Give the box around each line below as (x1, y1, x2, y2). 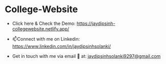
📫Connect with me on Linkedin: (12, 36, 80, 42)
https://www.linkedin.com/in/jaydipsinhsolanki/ (12, 43, 111, 49)
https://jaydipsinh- (77, 20, 115, 26)
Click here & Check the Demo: (12, 20, 76, 26)
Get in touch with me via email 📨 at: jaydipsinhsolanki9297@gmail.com (12, 53, 161, 59)
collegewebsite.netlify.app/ (12, 25, 69, 31)
